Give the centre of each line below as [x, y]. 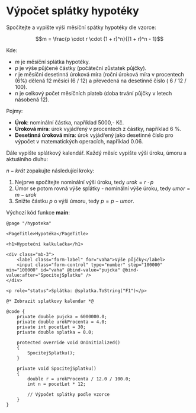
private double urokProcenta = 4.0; [62, 322]
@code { [16, 311]
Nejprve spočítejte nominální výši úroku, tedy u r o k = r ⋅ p [84, 182]
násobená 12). [32, 100]
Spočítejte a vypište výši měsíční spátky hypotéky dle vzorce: [81, 27]
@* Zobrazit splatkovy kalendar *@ [50, 301]
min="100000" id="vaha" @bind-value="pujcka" [63, 270]
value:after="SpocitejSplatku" [45, 275]
